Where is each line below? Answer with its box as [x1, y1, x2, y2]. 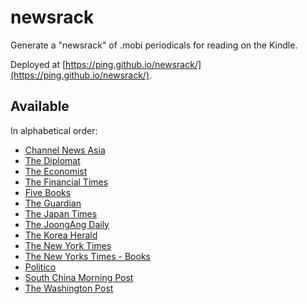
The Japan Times [24, 207, 98, 220]
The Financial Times [24, 176, 109, 188]
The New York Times [24, 239, 112, 251]
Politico [24, 261, 57, 273]
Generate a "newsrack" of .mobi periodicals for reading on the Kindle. [10, 39, 298, 51]
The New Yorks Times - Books [24, 250, 151, 262]
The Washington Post [24, 282, 114, 294]
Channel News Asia [24, 144, 106, 156]
